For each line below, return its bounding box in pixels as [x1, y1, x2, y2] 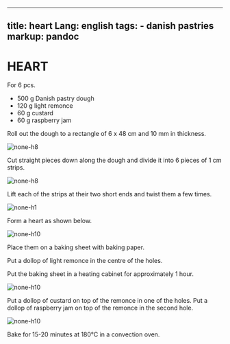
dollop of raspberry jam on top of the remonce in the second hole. [7, 303, 194, 312]
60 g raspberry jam [16, 116, 72, 124]
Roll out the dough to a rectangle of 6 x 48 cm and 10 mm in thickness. [7, 130, 207, 138]
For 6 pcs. [7, 81, 36, 89]
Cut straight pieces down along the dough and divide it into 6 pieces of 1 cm [7, 156, 222, 165]
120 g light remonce [16, 102, 73, 110]
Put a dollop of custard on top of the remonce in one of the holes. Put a [7, 297, 208, 305]
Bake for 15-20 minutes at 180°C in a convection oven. [7, 330, 160, 339]
